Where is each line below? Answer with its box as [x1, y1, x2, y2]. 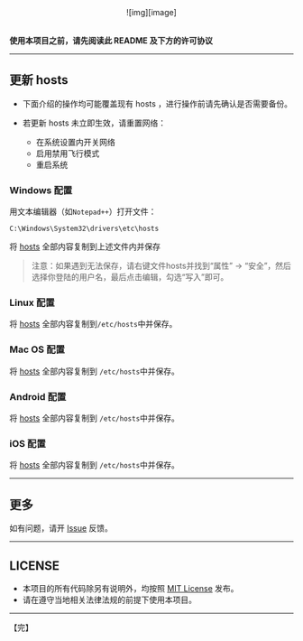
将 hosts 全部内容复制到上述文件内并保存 [9, 241, 161, 252]
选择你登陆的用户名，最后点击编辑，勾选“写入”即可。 [31, 272, 229, 283]
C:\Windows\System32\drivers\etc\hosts [9, 224, 160, 234]
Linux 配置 [9, 296, 56, 309]
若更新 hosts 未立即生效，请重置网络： [22, 117, 167, 128]
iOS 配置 [9, 437, 47, 450]
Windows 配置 [9, 183, 73, 196]
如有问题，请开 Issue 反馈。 [9, 523, 113, 534]
